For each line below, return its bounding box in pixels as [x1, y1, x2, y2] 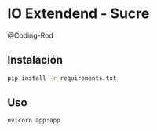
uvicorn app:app [7, 117, 60, 125]
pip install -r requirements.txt [7, 74, 117, 82]
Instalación [7, 53, 64, 67]
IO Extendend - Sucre [7, 5, 150, 23]
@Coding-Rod [7, 31, 54, 40]
